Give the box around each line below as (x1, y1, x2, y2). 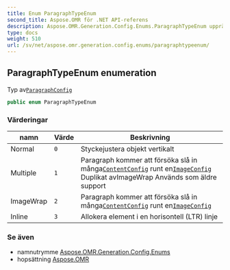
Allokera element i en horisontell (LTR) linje (81, 212, 218, 221)
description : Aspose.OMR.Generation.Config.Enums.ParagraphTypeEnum (7, 23, 207, 29)
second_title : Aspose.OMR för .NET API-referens (7, 16, 149, 23)
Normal (10, 144, 34, 154)
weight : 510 (7, 36, 41, 42)
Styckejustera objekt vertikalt (81, 144, 175, 154)
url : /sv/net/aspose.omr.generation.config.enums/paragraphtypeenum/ (7, 42, 210, 49)
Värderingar (7, 114, 49, 124)
